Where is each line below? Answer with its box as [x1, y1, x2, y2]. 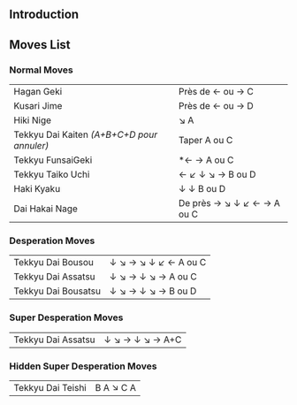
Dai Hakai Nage [13, 202, 78, 215]
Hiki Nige [13, 114, 51, 126]
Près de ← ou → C [178, 86, 255, 98]
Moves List [9, 37, 71, 52]
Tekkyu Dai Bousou [13, 256, 95, 269]
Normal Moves [9, 64, 73, 76]
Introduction [9, 7, 80, 22]
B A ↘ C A [95, 381, 137, 394]
